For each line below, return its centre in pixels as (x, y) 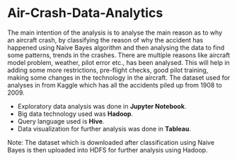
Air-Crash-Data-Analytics (85, 13)
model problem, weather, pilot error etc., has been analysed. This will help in (118, 62)
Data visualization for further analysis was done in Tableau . (104, 129)
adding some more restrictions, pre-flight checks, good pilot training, (108, 70)
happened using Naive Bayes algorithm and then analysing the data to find (116, 47)
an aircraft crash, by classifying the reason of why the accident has (105, 40)
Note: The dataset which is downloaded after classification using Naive (111, 142)
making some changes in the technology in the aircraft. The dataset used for (119, 77)
